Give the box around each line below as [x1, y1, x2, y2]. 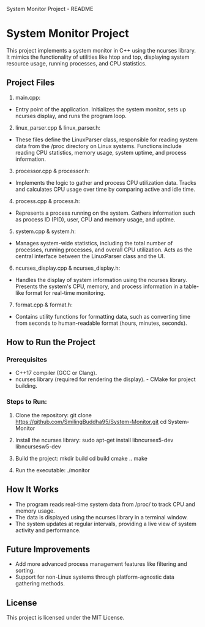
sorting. [15, 567, 35, 574]
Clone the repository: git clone [15, 411, 92, 418]
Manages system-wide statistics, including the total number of [15, 239, 173, 247]
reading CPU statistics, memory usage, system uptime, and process [15, 149, 187, 156]
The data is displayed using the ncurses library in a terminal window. [15, 513, 188, 521]
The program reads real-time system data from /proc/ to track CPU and [15, 500, 196, 508]
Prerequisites [6, 355, 47, 364]
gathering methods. [15, 580, 65, 587]
